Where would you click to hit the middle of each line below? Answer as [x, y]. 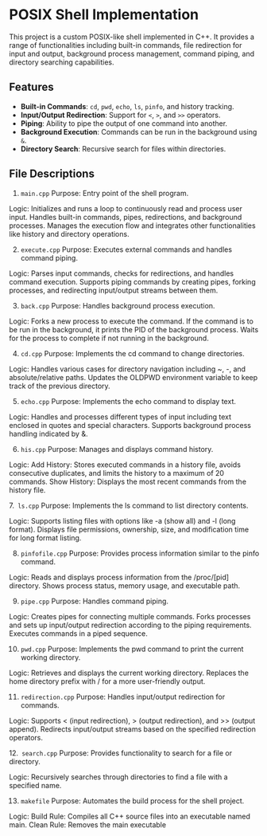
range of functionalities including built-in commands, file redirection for [126, 45]
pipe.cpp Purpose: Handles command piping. [95, 601]
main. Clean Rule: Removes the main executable [87, 824]
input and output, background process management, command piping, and [132, 53]
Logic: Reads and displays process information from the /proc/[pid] [119, 577]
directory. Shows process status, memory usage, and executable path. [125, 585]
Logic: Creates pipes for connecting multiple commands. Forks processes [130, 616]
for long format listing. [45, 538]
